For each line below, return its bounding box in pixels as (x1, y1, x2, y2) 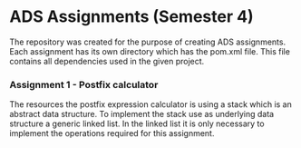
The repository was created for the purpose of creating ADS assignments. (9, 36, 286, 47)
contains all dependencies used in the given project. (9, 55, 205, 66)
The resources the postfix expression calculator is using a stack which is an (9, 99, 292, 110)
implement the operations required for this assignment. (9, 128, 215, 139)
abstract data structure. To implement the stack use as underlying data (9, 109, 275, 120)
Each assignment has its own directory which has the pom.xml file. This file (9, 45, 290, 56)
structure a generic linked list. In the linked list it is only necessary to (9, 118, 265, 129)
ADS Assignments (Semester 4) (9, 6, 254, 27)
